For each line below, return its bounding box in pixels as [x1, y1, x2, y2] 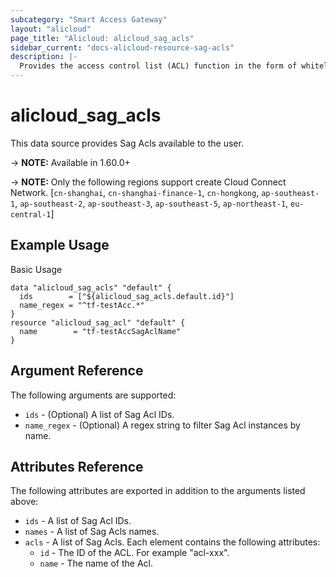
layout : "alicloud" [10, 24, 92, 34]
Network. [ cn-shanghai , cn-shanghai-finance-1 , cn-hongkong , [10, 186, 260, 198]
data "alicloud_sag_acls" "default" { [10, 282, 172, 293]
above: [10, 496, 39, 508]
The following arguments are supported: [10, 389, 177, 401]
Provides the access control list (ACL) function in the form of [19, 61, 298, 71]
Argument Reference [10, 362, 144, 380]
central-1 [10, 209, 52, 220]
